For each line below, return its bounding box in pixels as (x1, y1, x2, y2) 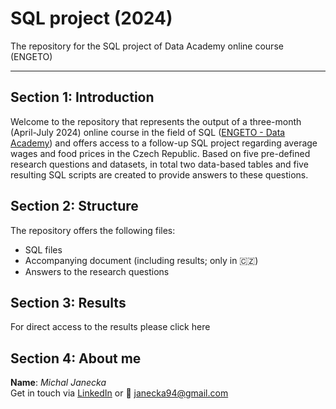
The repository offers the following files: (10, 224, 176, 236)
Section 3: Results (10, 294, 127, 311)
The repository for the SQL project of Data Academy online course (10, 40, 284, 52)
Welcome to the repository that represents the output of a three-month (10, 115, 302, 127)
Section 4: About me (10, 350, 142, 367)
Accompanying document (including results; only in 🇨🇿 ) (24, 254, 259, 266)
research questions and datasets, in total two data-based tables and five (10, 158, 309, 170)
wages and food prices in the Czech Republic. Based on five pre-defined (10, 147, 311, 159)
